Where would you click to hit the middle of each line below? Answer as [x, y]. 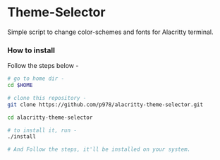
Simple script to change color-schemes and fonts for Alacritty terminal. [110, 32]
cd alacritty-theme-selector [50, 118]
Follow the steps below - [43, 66]
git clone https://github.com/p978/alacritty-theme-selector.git [105, 104]
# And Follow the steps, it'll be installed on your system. [99, 149]
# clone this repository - [47, 98]
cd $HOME [20, 86]
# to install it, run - [42, 130]
